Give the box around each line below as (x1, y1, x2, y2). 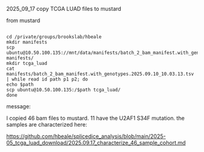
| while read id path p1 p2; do (6, 76, 88, 82)
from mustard (6, 17, 41, 24)
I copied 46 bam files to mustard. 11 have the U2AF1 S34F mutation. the (6, 114, 185, 122)
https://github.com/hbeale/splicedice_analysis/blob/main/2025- (6, 133, 166, 140)
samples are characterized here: (6, 121, 87, 128)
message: (6, 103, 31, 110)
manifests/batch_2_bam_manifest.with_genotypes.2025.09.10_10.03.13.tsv (6, 71, 194, 77)
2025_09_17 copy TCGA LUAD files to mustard (6, 5, 121, 12)
